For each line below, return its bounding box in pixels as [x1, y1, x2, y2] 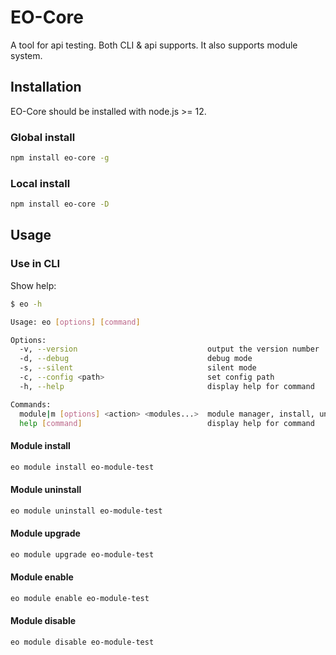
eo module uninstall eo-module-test [10, 506, 163, 516]
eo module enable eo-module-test [10, 593, 150, 603]
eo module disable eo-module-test [10, 637, 155, 647]
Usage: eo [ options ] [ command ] [10, 317, 141, 327]
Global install [10, 130, 76, 144]
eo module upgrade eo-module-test [10, 549, 155, 560]
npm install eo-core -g [10, 153, 110, 163]
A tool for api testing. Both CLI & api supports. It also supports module [10, 39, 298, 51]
